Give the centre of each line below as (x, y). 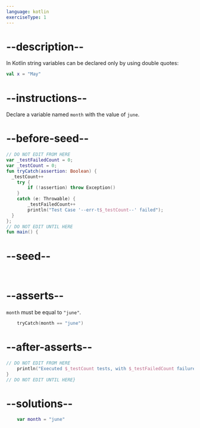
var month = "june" (41, 420)
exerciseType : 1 (26, 17)
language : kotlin (28, 12)
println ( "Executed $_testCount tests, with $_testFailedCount (96, 368)
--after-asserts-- (49, 347)
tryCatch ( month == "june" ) (50, 323)
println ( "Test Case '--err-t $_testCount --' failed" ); (96, 210)
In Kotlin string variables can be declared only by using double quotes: (93, 63)
